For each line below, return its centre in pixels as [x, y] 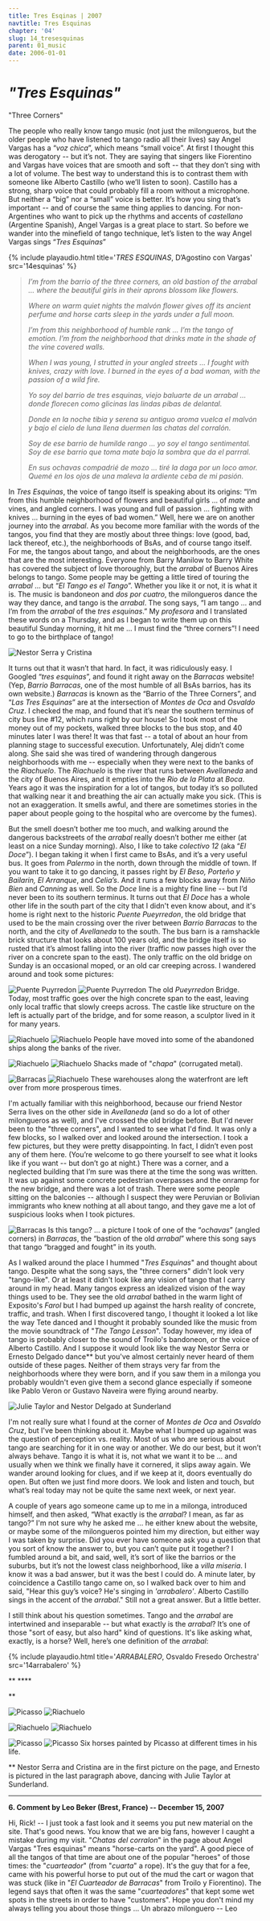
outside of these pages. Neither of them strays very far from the [115, 1365]
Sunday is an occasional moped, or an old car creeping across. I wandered [132, 965]
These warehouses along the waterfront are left [170, 1079]
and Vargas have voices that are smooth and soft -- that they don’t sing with [135, 165]
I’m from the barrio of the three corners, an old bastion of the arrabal [143, 281]
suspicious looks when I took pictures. [72, 1214]
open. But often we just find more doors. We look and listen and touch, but [131, 1481]
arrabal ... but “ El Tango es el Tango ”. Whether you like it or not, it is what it [133, 585]
